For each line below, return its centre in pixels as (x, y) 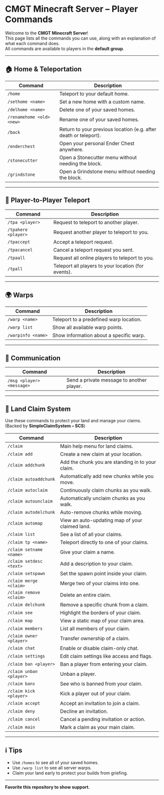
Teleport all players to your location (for (99, 265)
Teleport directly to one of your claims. (104, 542)
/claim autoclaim (28, 490)
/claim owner (23, 636)
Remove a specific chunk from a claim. (104, 605)
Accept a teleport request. (83, 242)
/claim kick (21, 691)
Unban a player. (78, 674)
